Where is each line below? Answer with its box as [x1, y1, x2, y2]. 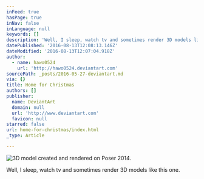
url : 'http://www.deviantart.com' [12, 110, 99, 116]
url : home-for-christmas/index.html [6, 127, 99, 133]
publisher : [6, 93, 34, 99]
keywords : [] [6, 31, 39, 37]
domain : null [12, 104, 45, 111]
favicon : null [12, 116, 47, 122]
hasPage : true [6, 15, 42, 21]
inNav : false [6, 20, 39, 26]
